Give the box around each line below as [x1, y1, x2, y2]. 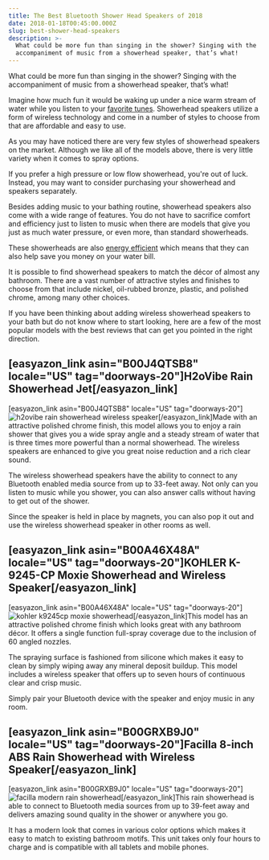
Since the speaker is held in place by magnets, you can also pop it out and [8, 511, 255, 521]
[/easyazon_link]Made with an [157, 412, 258, 422]
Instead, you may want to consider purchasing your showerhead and [8, 178, 236, 187]
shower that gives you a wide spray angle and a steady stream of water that [8, 429, 259, 439]
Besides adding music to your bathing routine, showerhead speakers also [8, 202, 251, 211]
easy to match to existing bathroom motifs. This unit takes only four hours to [8, 833, 261, 844]
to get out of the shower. [8, 496, 90, 506]
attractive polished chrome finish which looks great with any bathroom [8, 620, 242, 629]
